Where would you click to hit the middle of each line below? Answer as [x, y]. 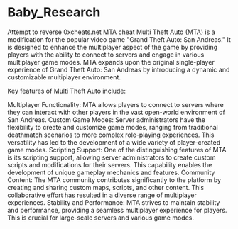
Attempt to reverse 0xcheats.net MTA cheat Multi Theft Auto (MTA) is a [111, 32]
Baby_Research [54, 12]
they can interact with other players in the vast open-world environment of [116, 112]
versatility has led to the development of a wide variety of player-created [114, 142]
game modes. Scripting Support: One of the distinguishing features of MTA [117, 150]
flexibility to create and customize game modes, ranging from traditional [113, 127]
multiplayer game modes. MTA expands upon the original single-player [111, 62]
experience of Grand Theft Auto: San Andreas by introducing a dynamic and [119, 69]
